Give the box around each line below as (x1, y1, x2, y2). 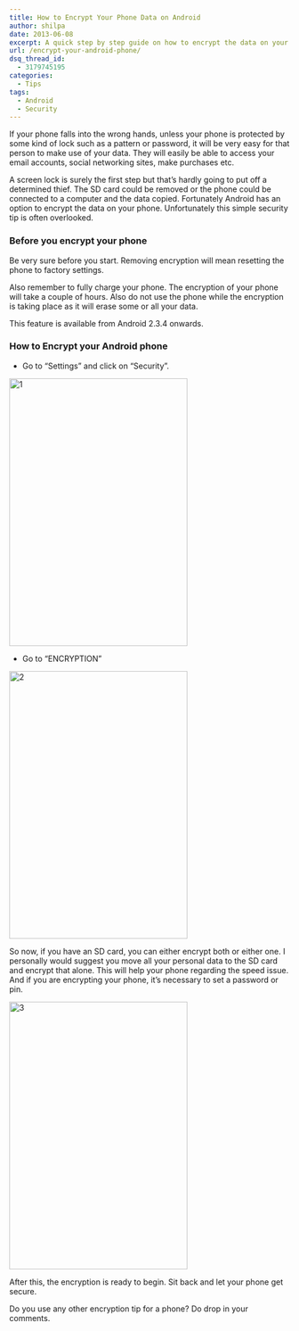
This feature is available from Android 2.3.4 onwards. (9, 318, 204, 328)
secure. (9, 1286, 37, 1296)
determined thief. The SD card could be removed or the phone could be (9, 184, 271, 194)
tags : (9, 87, 29, 96)
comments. (9, 1312, 51, 1323)
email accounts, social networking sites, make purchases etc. (9, 157, 235, 168)
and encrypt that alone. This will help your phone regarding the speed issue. (9, 964, 289, 975)
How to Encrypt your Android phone (9, 340, 168, 352)
